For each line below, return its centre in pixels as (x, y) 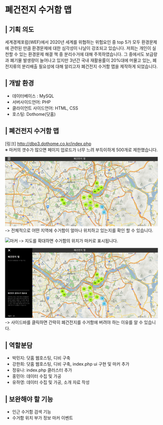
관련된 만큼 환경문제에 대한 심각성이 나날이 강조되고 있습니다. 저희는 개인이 (81, 48)
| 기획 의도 (20, 29)
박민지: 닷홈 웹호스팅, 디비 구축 (41, 358)
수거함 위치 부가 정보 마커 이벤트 (42, 418)
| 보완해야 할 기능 (29, 399)
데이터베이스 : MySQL (33, 96)
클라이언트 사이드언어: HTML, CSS (45, 108)
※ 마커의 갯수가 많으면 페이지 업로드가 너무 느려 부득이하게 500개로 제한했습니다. (81, 149)
